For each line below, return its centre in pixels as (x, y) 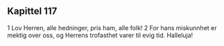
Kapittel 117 (32, 11)
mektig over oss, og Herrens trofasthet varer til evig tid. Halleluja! (100, 35)
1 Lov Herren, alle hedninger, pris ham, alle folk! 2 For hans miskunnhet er (112, 27)
